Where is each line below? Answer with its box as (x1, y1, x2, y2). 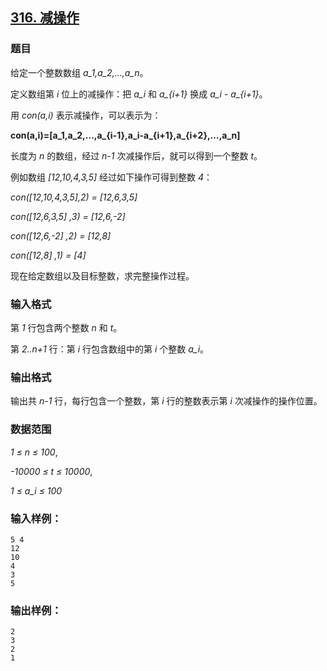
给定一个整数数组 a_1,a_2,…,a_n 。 (10, 66, 149, 78)
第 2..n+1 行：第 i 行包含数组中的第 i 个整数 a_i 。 (10, 343, 210, 355)
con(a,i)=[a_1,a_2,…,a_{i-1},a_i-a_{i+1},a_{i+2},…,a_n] (10, 129, 241, 141)
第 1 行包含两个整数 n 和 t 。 (10, 321, 123, 333)
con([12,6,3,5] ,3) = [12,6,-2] (10, 210, 126, 222)
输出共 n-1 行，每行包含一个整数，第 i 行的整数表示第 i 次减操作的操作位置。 (10, 395, 323, 407)
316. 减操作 (10, 9, 80, 27)
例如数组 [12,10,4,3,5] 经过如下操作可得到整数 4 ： (10, 171, 213, 183)
